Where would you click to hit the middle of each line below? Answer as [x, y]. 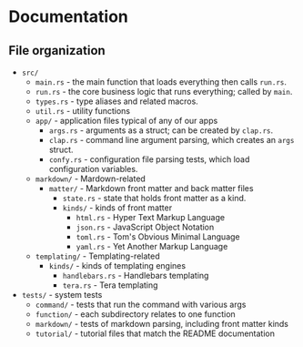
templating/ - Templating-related [97, 256]
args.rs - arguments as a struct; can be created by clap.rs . [161, 130]
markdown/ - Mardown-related [91, 179]
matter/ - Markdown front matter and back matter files [151, 188]
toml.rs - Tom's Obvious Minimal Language [158, 237]
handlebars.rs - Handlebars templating [136, 276]
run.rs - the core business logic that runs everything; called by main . [164, 92]
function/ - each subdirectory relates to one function [135, 314]
